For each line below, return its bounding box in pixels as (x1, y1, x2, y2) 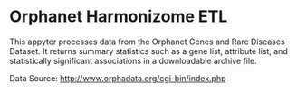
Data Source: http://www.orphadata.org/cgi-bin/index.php (9, 72, 226, 83)
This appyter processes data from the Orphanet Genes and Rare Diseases (9, 36, 285, 47)
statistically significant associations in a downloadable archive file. (9, 55, 258, 66)
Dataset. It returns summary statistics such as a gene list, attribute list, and (9, 45, 288, 56)
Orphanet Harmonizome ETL (9, 6, 228, 27)
